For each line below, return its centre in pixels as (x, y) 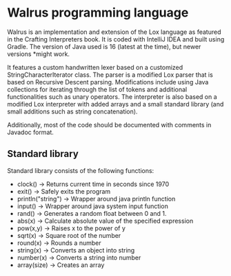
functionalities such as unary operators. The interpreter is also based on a (112, 96)
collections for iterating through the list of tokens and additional (97, 89)
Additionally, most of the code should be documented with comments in (109, 125)
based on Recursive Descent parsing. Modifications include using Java (108, 82)
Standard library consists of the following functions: (81, 170)
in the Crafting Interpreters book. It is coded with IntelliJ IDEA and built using (116, 39)
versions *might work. (39, 54)
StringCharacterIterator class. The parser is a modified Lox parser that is (110, 75)
